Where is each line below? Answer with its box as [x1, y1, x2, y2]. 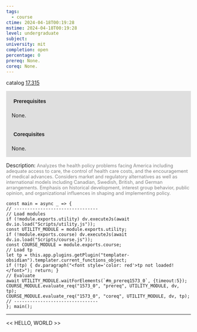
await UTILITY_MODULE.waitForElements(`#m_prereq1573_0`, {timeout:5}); [6, 278, 188, 284]
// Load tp [6, 247, 33, 253]
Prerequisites [13, 98, 46, 105]
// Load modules [6, 211, 46, 217]
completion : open [6, 47, 49, 53]
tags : [6, 8, 19, 15]
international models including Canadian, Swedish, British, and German [6, 179, 163, 186]
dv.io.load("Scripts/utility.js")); [6, 222, 96, 227]
